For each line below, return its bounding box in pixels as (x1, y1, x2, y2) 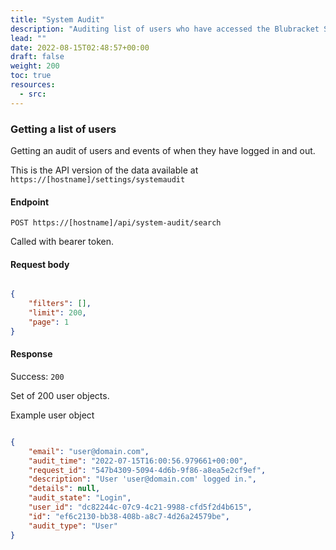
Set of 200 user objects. (10, 389, 110, 401)
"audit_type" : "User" (28, 521, 118, 531)
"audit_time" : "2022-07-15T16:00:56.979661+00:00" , (28, 456, 248, 466)
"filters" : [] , (28, 299, 92, 309)
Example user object (10, 409, 95, 421)
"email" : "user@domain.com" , (28, 446, 150, 456)
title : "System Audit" (10, 14, 105, 25)
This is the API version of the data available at (10, 164, 199, 176)
